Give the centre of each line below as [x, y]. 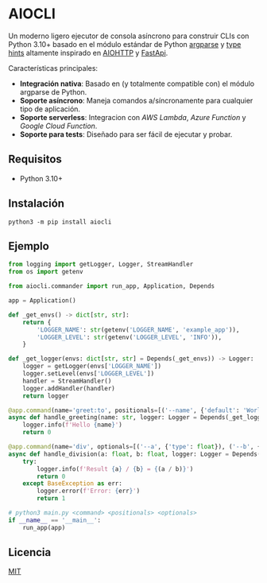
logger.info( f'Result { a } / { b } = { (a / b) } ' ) [115, 469]
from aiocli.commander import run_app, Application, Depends [112, 286]
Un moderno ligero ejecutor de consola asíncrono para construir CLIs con [129, 36]
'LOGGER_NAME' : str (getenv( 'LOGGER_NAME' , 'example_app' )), [138, 330]
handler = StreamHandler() [67, 381]
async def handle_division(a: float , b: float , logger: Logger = [118, 454]
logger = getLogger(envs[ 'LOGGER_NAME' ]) [92, 367]
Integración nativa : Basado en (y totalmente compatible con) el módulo [137, 84]
